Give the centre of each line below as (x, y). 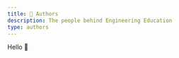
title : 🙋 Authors (33, 14)
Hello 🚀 (18, 47)
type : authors (28, 27)
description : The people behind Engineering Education (90, 21)
